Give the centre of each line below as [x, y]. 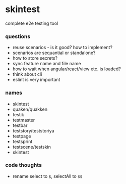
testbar [20, 125]
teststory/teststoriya [33, 130]
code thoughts [23, 165]
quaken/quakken [30, 109]
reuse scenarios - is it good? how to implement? [62, 48]
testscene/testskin [32, 147]
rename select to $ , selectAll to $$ [47, 176]
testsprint [22, 141]
